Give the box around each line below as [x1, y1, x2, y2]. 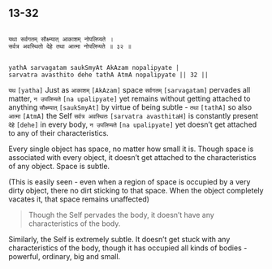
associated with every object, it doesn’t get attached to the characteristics [8, 152, 257, 162]
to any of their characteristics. [8, 128, 110, 137]
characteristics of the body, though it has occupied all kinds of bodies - [8, 243, 248, 253]
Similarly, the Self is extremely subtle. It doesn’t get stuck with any [8, 234, 231, 244]
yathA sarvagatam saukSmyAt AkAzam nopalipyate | [8, 63, 180, 72]
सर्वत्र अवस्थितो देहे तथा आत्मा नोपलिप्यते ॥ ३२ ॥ [8, 42, 132, 50]
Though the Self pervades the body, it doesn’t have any [28, 210, 215, 219]
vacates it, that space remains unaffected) [8, 194, 150, 204]
